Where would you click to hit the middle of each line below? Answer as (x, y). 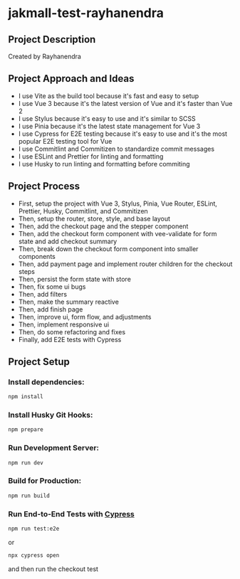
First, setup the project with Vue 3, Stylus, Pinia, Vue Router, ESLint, (118, 203)
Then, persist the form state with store (74, 279)
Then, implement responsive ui (64, 324)
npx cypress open (34, 555)
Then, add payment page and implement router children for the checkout (125, 264)
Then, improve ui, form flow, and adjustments (85, 317)
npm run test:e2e (34, 528)
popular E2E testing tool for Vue (65, 141)
